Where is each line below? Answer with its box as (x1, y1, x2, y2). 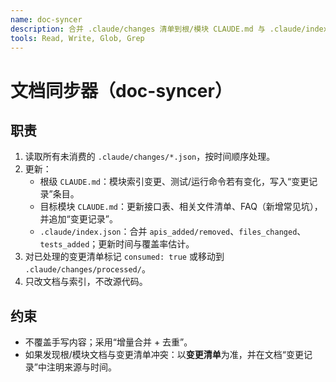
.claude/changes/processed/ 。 (24, 263, 151, 275)
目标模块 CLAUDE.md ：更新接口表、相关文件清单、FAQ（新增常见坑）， (39, 201, 323, 213)
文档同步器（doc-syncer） (10, 79, 233, 102)
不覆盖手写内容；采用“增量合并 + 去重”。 (24, 336, 193, 348)
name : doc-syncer (10, 14, 83, 25)
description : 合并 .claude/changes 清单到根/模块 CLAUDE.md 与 (10, 24, 266, 34)
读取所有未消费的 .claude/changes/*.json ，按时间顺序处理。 (24, 151, 276, 163)
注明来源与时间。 (46, 361, 117, 373)
